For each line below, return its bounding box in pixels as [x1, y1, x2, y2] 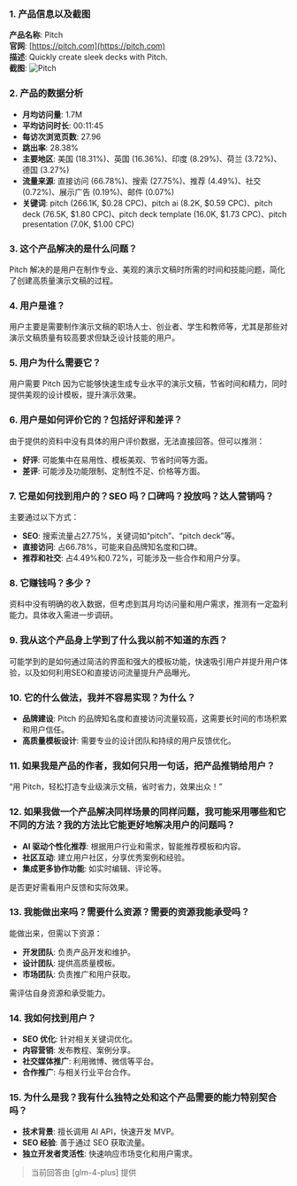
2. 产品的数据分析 [9, 87, 84, 99]
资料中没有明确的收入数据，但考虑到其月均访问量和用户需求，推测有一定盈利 [9, 599, 288, 609]
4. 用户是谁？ [9, 299, 66, 312]
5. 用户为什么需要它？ [9, 357, 102, 369]
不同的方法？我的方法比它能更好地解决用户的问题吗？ [9, 819, 236, 832]
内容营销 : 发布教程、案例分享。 [21, 1045, 135, 1056]
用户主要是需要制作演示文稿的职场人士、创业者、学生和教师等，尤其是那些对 [9, 322, 288, 332]
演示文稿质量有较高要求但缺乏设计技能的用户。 [9, 332, 179, 343]
